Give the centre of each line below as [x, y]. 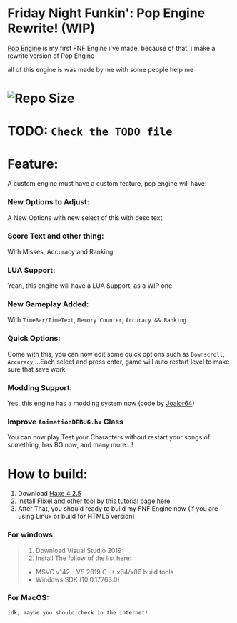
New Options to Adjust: [49, 202]
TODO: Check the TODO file [90, 131]
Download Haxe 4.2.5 [50, 494]
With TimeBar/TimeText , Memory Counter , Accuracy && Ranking [97, 320]
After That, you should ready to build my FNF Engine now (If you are [118, 509]
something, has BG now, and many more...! [70, 445]
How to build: [47, 474]
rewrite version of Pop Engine [51, 56]
